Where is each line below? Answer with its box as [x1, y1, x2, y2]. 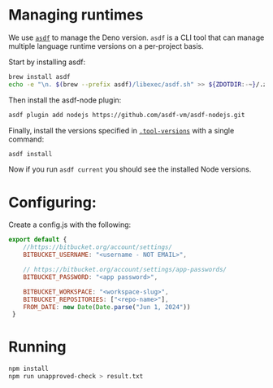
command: [8, 134, 45, 144]
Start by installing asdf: [8, 57, 86, 67]
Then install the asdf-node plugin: [8, 95, 122, 105]
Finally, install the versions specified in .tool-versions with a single [8, 125, 235, 135]
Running [8, 338, 67, 356]
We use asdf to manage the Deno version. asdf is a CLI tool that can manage [8, 33, 265, 42]
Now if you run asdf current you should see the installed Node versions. [8, 164, 252, 174]
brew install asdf [8, 72, 71, 81]
